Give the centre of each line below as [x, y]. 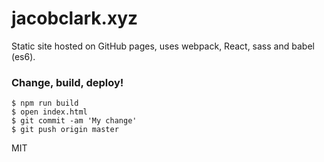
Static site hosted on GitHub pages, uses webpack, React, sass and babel [163, 46]
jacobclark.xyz [75, 18]
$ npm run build [45, 103]
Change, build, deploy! [67, 82]
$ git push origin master [65, 130]
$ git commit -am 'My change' [74, 121]
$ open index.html [49, 112]
